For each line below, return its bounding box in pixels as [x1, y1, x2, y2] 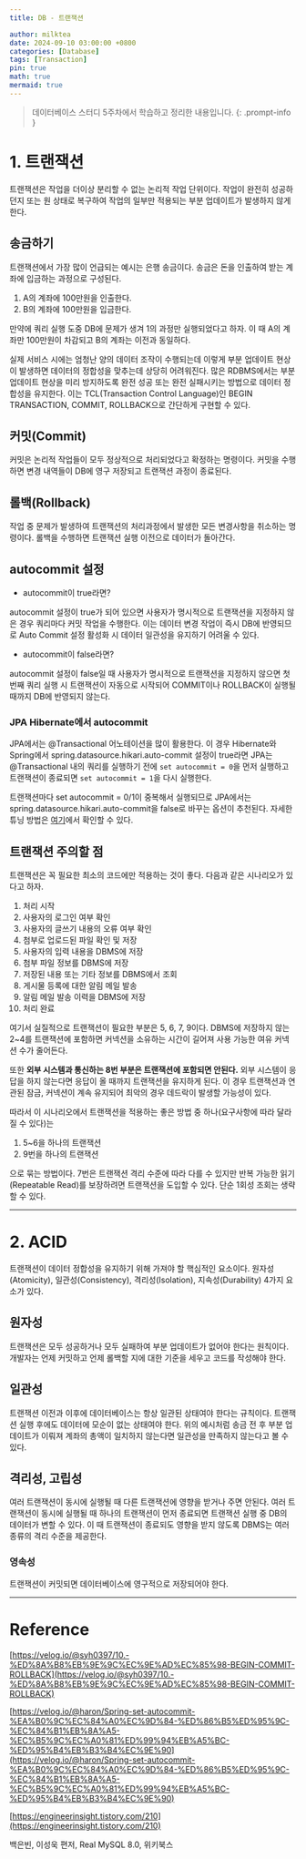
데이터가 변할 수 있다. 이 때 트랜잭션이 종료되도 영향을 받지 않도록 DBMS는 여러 [9, 1519, 290, 1530]
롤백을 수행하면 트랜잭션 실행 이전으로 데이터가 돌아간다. [36, 532, 236, 543]
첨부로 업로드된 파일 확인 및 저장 [22, 935, 138, 945]
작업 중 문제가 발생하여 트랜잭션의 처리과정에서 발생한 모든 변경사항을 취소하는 [9, 521, 287, 532]
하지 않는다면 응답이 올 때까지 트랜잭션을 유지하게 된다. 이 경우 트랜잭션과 [25, 1076, 287, 1087]
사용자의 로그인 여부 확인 [22, 912, 111, 923]
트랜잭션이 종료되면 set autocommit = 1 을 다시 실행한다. [9, 772, 212, 783]
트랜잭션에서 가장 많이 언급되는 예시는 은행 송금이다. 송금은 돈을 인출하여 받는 [9, 261, 284, 272]
